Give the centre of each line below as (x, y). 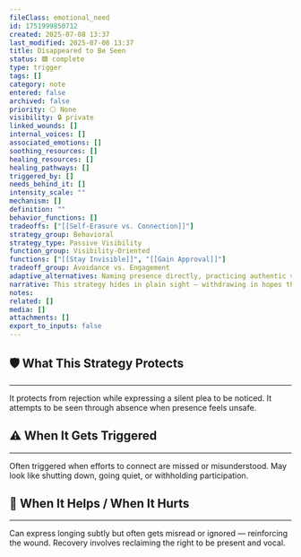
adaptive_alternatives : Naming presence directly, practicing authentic (148, 276)
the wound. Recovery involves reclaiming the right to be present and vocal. (147, 543)
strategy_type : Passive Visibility (76, 243)
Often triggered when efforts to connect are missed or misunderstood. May (148, 466)
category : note (38, 84)
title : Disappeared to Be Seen (68, 51)
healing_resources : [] (52, 159)
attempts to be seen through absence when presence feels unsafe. (133, 407)
